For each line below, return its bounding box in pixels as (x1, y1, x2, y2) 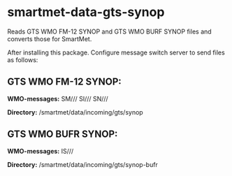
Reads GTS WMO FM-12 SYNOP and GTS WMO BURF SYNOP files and (7, 27, 212, 36)
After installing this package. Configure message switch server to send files (7, 48, 225, 57)
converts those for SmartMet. (7, 34, 92, 43)
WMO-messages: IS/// (7, 147, 74, 155)
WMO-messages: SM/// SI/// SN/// (7, 94, 108, 103)
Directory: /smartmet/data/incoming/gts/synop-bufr (7, 160, 159, 168)
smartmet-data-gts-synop (7, 4, 165, 20)
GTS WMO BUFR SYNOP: (7, 129, 118, 140)
